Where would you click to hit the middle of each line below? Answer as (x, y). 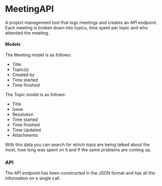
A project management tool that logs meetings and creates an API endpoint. (81, 22)
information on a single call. (33, 178)
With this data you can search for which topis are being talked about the (77, 145)
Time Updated (27, 130)
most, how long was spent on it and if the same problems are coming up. (78, 150)
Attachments (25, 135)
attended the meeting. (27, 33)
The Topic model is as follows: (36, 95)
